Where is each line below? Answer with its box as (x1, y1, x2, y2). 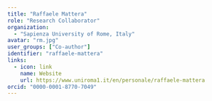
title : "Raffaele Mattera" (7, 10, 88, 18)
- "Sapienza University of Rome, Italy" (14, 30, 135, 38)
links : (7, 57, 27, 64)
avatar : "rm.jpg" (7, 37, 59, 44)
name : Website (20, 70, 62, 77)
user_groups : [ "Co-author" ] (7, 43, 91, 51)
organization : (7, 23, 50, 31)
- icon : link (14, 63, 53, 70)
